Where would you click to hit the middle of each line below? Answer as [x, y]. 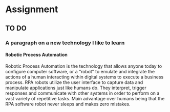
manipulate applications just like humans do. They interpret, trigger [76, 88]
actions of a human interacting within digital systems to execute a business [84, 77]
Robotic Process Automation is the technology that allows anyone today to [84, 66]
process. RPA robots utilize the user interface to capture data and [74, 82]
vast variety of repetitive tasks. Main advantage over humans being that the [85, 98]
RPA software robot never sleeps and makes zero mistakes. [68, 104]
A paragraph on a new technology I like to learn [65, 43]
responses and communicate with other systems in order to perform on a [82, 93]
